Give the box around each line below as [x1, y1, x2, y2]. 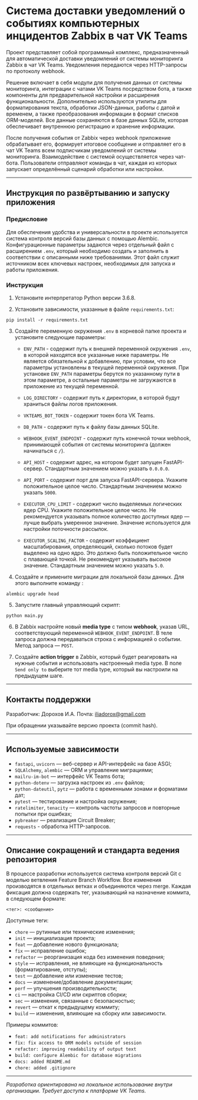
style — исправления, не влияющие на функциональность [14, 960, 163, 967]
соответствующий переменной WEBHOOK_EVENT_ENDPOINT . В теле [14, 629, 173, 636]
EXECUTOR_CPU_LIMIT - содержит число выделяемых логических [23, 500, 182, 507]
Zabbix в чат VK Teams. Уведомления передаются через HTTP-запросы [6, 61, 187, 68]
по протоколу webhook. [6, 67, 66, 74]
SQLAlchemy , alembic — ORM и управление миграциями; [14, 766, 153, 773]
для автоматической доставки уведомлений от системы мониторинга [6, 55, 183, 62]
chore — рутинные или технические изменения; [14, 928, 136, 935]
